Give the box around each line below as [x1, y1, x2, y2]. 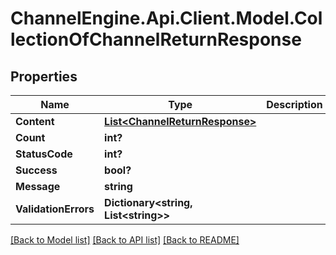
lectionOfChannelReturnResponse [10, 28, 302, 51]
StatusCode [15, 147, 73, 161]
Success [15, 163, 58, 177]
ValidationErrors [15, 202, 95, 216]
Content [15, 115, 55, 128]
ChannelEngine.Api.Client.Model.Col [10, 7, 323, 30]
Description [266, 98, 323, 111]
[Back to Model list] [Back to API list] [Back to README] [10, 234, 240, 246]
